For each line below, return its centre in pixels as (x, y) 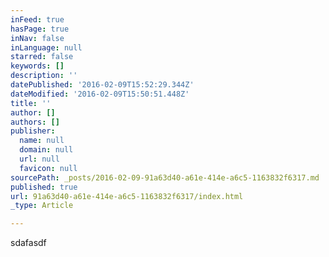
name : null (42, 141)
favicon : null (48, 168)
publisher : (33, 131)
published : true (44, 187)
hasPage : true (40, 29)
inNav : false (37, 38)
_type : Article (42, 206)
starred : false (42, 57)
